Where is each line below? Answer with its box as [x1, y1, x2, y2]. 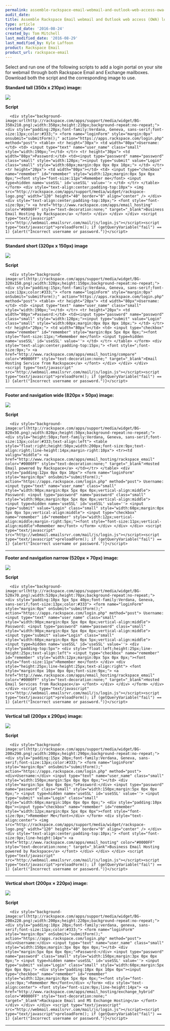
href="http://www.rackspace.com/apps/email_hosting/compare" [5, 352, 137, 357]
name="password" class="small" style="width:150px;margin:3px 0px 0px [5, 953, 157, 959]
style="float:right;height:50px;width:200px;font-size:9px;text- [5, 443, 146, 449]
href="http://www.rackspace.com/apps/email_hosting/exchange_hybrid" [5, 989, 155, 994]
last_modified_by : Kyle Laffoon [5, 41, 73, 46]
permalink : [5, 7, 28, 13]
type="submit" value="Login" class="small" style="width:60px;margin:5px [5, 963, 164, 968]
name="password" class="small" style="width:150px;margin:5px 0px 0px [5, 786, 157, 792]
